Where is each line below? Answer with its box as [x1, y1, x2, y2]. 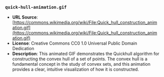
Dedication [12, 46, 34, 51]
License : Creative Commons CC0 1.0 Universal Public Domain [12, 40, 138, 46]
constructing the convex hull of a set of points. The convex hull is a [12, 56, 148, 62]
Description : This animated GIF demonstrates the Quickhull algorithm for [12, 51, 160, 57]
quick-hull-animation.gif [5, 4, 67, 10]
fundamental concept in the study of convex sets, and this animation [12, 61, 151, 67]
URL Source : [12, 14, 38, 20]
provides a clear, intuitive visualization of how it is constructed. [12, 66, 140, 73]
